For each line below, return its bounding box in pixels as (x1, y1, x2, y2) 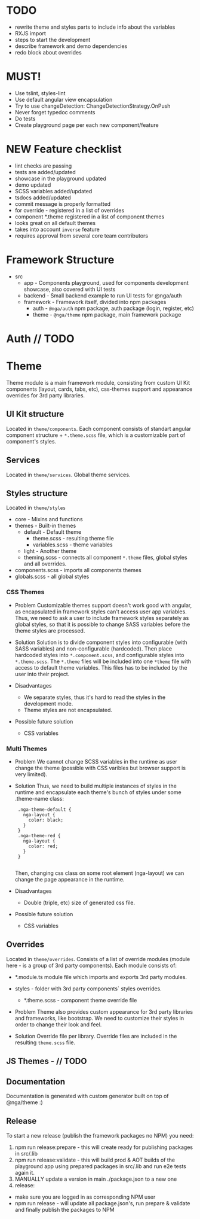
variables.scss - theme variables (32, 541, 113, 548)
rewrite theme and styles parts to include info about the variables (14, 23, 176, 31)
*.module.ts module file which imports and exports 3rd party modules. (14, 973, 187, 980)
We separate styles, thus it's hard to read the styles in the (23, 694, 166, 701)
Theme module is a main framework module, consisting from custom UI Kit (6, 379, 190, 386)
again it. (14, 1169, 35, 1176)
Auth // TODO (6, 332, 75, 345)
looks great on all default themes (14, 219, 96, 226)
